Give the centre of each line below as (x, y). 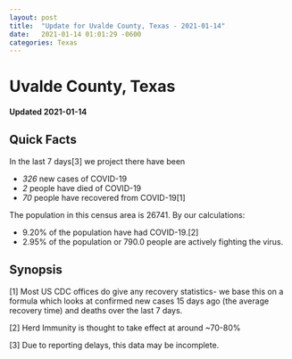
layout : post (33, 17)
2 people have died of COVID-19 (82, 188)
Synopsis (36, 270)
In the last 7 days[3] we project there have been (97, 161)
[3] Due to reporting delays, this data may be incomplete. (114, 345)
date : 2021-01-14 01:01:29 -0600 (75, 34)
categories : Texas (43, 42)
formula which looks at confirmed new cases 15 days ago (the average (139, 301)
